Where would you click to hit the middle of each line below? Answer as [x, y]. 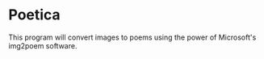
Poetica [34, 15]
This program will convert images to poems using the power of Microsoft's [132, 37]
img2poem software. [43, 45]
